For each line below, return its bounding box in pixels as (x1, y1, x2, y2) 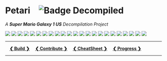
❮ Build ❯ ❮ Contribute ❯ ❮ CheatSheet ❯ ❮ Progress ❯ (9, 45, 142, 51)
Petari (5, 5, 31, 16)
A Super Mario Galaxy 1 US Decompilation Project (5, 21, 108, 27)
